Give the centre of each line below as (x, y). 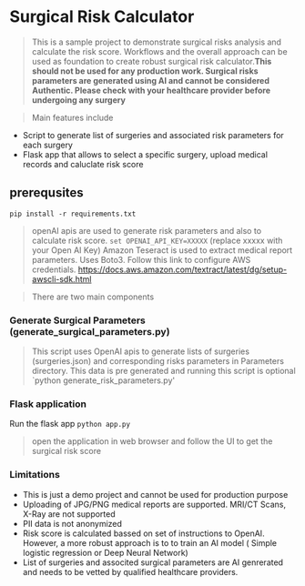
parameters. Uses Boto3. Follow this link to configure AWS (141, 259)
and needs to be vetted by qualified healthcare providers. (130, 571)
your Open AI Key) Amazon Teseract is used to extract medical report (162, 250)
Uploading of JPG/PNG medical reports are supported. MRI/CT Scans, (154, 504)
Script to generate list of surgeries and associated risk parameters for (153, 135)
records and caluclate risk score (83, 164)
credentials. (54, 269)
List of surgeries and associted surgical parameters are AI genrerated (153, 562)
